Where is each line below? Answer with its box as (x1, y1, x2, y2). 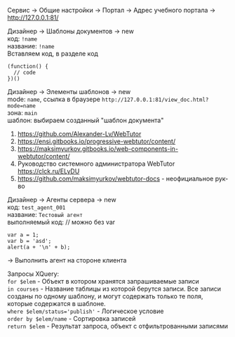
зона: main (7, 109, 38, 117)
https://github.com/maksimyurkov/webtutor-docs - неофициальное (17, 175, 214, 183)
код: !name (7, 34, 38, 43)
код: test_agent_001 (7, 203, 66, 211)
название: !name (7, 42, 55, 50)
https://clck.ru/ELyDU (17, 167, 80, 175)
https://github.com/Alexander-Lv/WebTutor (17, 130, 142, 138)
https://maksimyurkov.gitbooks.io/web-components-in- (17, 145, 179, 153)
